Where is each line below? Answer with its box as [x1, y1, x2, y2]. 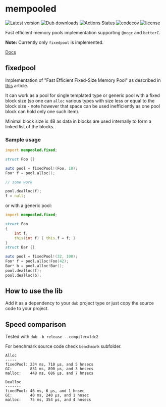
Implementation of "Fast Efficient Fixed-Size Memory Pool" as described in [5, 77, 161, 83]
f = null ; [5, 193, 26, 198]
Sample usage [5, 136, 41, 143]
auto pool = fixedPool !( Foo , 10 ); [5, 166, 78, 171]
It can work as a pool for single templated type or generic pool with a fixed [5, 92, 160, 98]
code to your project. [5, 306, 49, 312]
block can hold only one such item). [5, 108, 80, 114]
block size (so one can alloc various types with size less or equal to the [5, 97, 155, 104]
